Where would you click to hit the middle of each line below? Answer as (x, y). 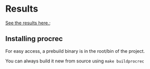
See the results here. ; (28, 23)
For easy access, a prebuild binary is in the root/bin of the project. (75, 51)
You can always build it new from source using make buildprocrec (75, 61)
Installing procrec (34, 39)
